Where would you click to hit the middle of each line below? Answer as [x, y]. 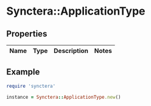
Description [71, 51]
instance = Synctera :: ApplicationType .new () [64, 97]
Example [23, 72]
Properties [27, 34]
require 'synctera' [31, 86]
